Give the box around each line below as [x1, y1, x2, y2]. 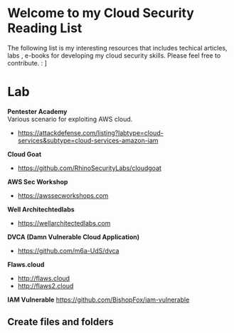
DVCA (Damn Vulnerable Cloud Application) [7, 233, 140, 241]
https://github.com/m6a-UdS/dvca [17, 246, 119, 255]
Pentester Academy [7, 107, 68, 115]
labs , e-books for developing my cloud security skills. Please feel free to [7, 51, 221, 60]
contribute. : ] [7, 58, 48, 67]
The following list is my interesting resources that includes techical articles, [7, 43, 228, 52]
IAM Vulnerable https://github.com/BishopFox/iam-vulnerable [7, 295, 190, 304]
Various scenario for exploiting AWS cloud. [7, 115, 133, 123]
